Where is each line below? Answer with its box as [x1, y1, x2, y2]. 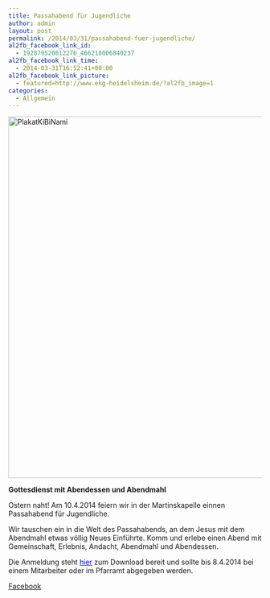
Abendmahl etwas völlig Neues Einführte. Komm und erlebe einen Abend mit [8, 533, 262, 543]
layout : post [8, 27, 52, 35]
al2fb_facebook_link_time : [8, 57, 99, 65]
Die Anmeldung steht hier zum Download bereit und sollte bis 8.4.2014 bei [8, 557, 254, 567]
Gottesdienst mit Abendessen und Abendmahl [8, 485, 166, 495]
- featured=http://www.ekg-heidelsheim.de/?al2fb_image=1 [15, 79, 215, 87]
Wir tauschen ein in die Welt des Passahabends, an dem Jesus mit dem [8, 525, 245, 534]
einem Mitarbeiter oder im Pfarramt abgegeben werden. [8, 566, 194, 575]
